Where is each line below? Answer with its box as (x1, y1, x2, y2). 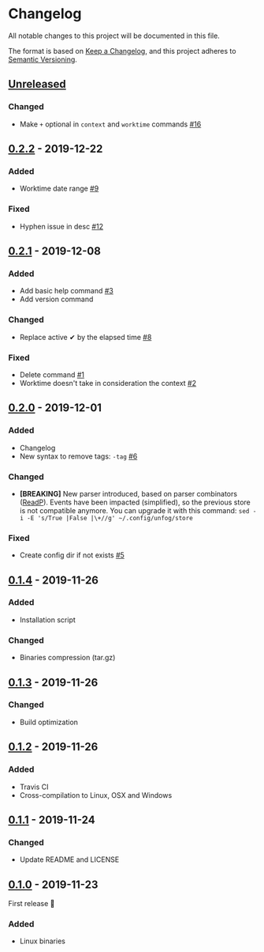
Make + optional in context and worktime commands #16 (19, 119, 202, 129)
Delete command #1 (19, 369, 85, 380)
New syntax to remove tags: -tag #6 (19, 451, 138, 461)
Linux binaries (19, 936, 65, 946)
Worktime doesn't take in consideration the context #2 (19, 378, 197, 387)
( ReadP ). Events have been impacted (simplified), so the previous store (19, 497, 251, 507)
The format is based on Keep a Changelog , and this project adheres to (8, 46, 236, 55)
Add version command (19, 294, 94, 304)
